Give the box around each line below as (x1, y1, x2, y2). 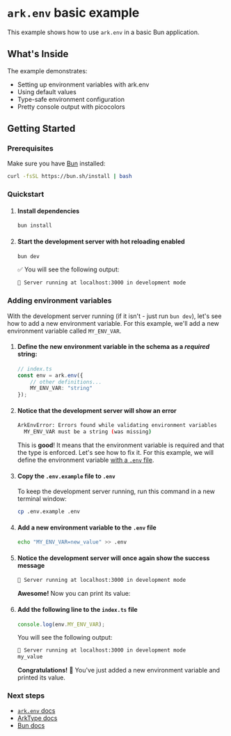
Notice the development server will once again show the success (17, 553, 210, 562)
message (17, 561, 45, 569)
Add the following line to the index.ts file (17, 605, 138, 613)
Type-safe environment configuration (17, 95, 125, 103)
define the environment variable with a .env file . (17, 456, 154, 465)
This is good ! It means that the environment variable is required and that (17, 441, 225, 449)
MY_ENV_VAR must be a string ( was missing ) (24, 428, 152, 435)
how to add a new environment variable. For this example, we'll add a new (7, 319, 219, 327)
